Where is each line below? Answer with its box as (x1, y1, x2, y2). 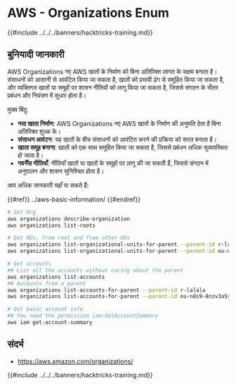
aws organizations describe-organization (7, 215, 131, 223)
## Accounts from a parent (7, 280, 86, 287)
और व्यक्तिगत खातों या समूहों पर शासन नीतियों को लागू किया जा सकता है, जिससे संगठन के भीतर (7, 83, 219, 92)
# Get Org (7, 208, 37, 216)
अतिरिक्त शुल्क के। (17, 127, 62, 135)
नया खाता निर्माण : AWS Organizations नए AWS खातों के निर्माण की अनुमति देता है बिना (17, 119, 221, 127)
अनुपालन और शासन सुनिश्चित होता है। (17, 167, 105, 175)
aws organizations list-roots (7, 222, 96, 229)
